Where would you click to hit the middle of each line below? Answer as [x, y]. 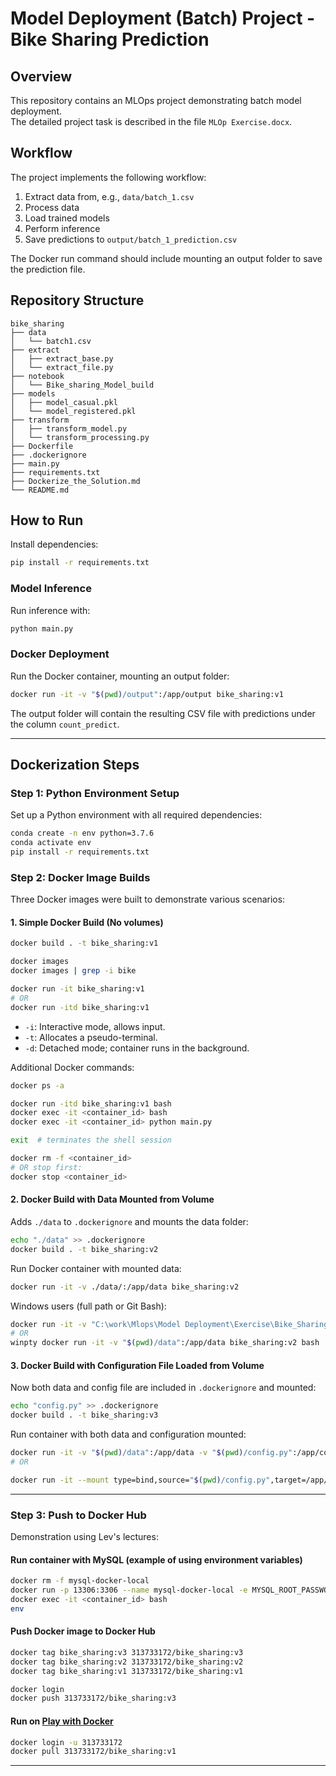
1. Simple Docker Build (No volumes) [87, 922]
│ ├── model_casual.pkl [64, 402]
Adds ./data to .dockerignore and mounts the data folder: [129, 1221]
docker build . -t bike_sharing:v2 [84, 1249]
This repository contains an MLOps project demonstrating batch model [156, 100]
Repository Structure [77, 300]
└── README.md [40, 490]
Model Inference [51, 589]
